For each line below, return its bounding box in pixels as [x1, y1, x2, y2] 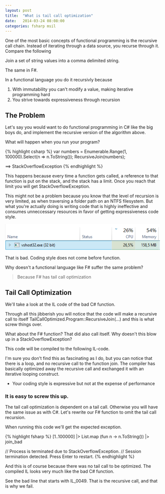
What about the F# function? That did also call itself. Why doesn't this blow [5, 331, 157, 337]
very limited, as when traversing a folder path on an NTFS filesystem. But [5, 198, 153, 204]
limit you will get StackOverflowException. [5, 183, 90, 189]
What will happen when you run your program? [5, 139, 100, 145]
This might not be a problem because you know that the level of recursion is [5, 193, 159, 199]
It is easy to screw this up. [5, 393, 69, 399]
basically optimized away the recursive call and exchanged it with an [5, 366, 144, 372]
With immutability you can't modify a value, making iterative [12, 86, 134, 92]
